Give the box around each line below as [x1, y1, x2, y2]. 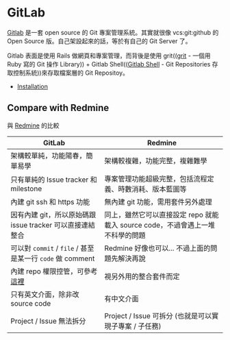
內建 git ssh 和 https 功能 [10, 197, 90, 206]
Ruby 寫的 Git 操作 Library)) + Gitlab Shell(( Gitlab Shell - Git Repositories [7, 60, 211, 68]
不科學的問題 [104, 230, 146, 240]
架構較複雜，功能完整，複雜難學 [104, 156, 207, 165]
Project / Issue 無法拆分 [10, 316, 86, 326]
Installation [16, 82, 49, 90]
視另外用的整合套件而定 [104, 271, 180, 281]
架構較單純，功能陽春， [10, 151, 87, 160]
